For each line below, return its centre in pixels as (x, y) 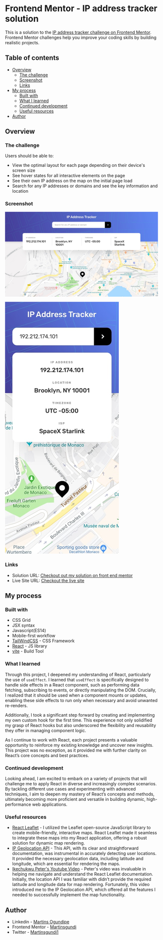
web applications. (50, 804)
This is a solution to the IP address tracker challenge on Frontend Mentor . (78, 32)
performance (18, 804)
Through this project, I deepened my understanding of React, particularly (78, 674)
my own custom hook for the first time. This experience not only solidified (79, 720)
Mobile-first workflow (34, 636)
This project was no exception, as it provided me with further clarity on (76, 750)
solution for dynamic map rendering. (48, 843)
